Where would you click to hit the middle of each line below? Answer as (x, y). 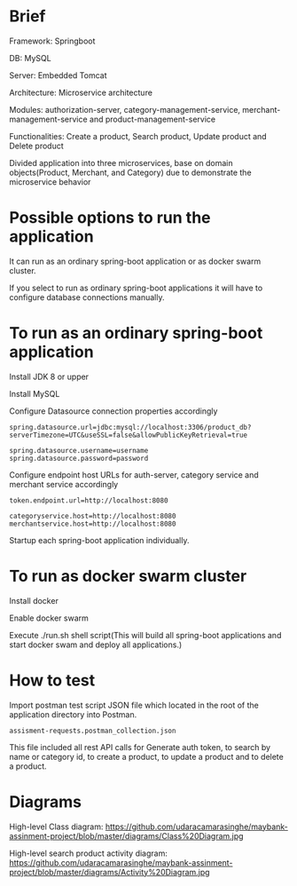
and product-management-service (152, 119)
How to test (52, 680)
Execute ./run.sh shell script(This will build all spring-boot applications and (145, 635)
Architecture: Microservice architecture (81, 92)
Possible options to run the (110, 218)
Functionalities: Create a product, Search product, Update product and (138, 136)
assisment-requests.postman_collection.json (93, 731)
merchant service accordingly (64, 484)
